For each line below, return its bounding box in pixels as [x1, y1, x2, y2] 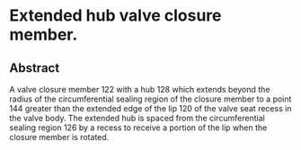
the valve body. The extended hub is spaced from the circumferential [9, 113, 265, 123]
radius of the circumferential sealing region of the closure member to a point [9, 93, 292, 104]
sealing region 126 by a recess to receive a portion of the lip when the [9, 122, 268, 133]
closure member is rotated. [9, 132, 110, 142]
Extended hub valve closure [9, 5, 222, 26]
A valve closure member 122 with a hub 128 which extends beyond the [9, 84, 270, 94]
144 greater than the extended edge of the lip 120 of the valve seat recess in [9, 103, 292, 113]
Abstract [9, 60, 60, 75]
